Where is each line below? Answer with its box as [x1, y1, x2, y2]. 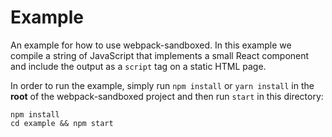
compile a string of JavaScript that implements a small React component [10, 49, 310, 61]
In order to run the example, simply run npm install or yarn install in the [10, 79, 315, 91]
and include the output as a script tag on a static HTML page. [10, 60, 267, 72]
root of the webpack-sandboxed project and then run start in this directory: [10, 90, 324, 102]
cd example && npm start [10, 118, 114, 128]
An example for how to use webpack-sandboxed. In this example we [10, 39, 292, 51]
